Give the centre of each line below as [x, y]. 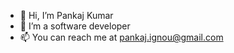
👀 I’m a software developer [75, 26]
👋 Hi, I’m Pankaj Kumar [66, 15]
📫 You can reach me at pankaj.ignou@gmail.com [121, 37]
